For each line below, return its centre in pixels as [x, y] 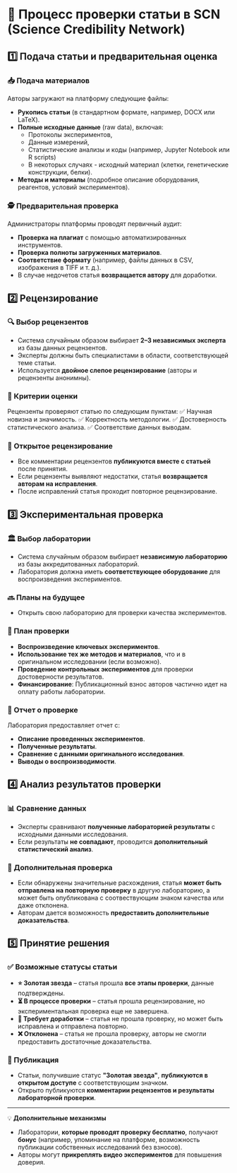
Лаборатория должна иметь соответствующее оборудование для [119, 572]
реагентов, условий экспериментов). [74, 187]
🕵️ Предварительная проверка [63, 206]
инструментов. [40, 245]
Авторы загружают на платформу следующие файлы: [88, 98]
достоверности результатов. [61, 677]
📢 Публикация [33, 1060]
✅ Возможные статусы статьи [62, 967]
